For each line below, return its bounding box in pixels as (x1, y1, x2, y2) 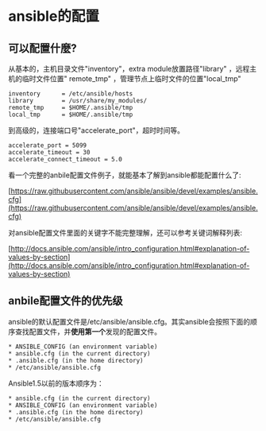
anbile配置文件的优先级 (8, 294, 123, 308)
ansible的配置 (8, 7, 99, 25)
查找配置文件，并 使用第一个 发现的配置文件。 (14, 327, 161, 336)
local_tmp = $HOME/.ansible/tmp (8, 111, 133, 118)
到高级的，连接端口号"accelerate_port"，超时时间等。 (8, 126, 185, 135)
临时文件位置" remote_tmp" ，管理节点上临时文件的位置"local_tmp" (21, 74, 241, 83)
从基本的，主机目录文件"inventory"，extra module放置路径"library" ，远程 (8, 64, 250, 73)
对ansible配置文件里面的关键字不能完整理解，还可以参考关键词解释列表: (8, 228, 243, 237)
